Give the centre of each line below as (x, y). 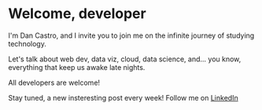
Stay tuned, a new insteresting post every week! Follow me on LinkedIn (123, 97)
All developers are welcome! (54, 82)
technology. (28, 43)
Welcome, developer (77, 14)
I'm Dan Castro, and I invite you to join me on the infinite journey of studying (131, 35)
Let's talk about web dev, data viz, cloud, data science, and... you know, (125, 59)
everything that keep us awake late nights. (77, 67)
